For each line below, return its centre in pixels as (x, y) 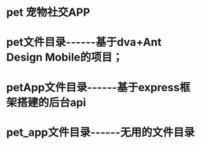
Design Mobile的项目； (65, 57)
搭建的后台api (52, 102)
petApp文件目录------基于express (93, 87)
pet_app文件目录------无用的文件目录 (101, 132)
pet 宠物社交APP (48, 12)
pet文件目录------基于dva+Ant (84, 42)
